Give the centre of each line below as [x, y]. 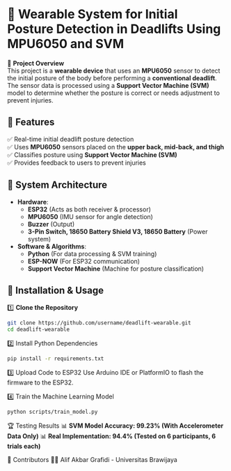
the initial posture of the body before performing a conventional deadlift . [112, 78]
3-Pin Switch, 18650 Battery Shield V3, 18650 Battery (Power [118, 231]
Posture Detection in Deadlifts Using [114, 29]
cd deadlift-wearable [39, 330]
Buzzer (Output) [51, 224]
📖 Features [31, 122]
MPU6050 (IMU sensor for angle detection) [90, 216]
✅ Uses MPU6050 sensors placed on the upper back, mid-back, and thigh [116, 147]
